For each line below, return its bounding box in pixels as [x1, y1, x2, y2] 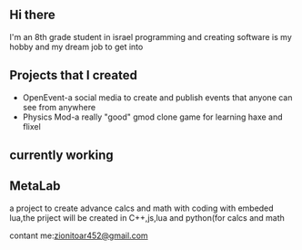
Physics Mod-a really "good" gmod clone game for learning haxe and [22, 111, 284, 122]
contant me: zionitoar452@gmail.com [9, 230, 148, 241]
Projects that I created [9, 68, 138, 83]
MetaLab [9, 178, 61, 194]
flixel [22, 120, 41, 131]
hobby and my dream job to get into [9, 41, 144, 52]
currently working [9, 148, 114, 163]
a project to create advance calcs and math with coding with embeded [9, 203, 275, 214]
